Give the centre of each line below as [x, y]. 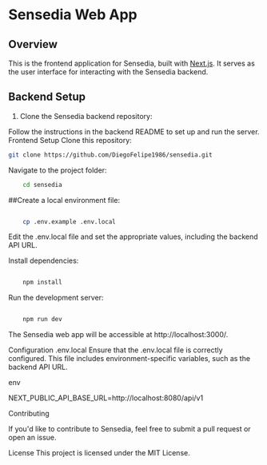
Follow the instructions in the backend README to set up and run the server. [134, 131]
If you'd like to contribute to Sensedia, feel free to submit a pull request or [130, 429]
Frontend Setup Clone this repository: [70, 140]
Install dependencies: [44, 260]
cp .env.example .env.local [69, 221]
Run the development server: [56, 298]
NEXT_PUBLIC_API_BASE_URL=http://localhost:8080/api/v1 [106, 398]
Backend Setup [47, 97]
